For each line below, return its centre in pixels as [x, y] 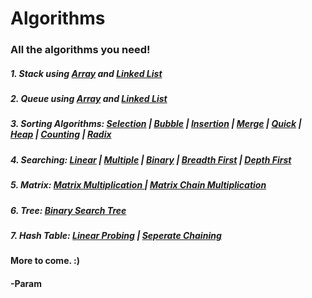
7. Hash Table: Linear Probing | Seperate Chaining [116, 235]
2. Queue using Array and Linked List [89, 99]
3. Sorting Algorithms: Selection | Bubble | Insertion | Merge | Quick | [156, 124]
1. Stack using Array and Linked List [86, 73]
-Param [26, 283]
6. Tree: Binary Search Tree [68, 210]
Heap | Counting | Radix [61, 134]
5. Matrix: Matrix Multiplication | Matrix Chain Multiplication [138, 185]
